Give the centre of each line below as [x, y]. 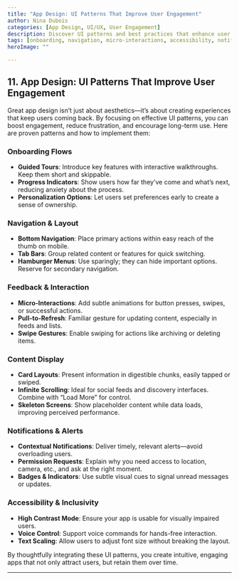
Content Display [36, 359]
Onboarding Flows [40, 152]
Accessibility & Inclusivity [53, 502]
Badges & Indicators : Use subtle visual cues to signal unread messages [123, 477]
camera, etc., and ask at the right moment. [80, 469]
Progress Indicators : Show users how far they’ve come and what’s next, [124, 182]
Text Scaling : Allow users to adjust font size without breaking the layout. [124, 541]
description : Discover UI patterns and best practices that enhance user [119, 34]
